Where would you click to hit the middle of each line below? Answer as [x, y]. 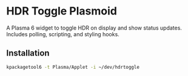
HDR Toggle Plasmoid [62, 11]
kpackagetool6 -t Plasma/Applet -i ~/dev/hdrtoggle [73, 67]
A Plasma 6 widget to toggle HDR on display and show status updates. [94, 28]
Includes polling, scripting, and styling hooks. [63, 34]
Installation [28, 53]
